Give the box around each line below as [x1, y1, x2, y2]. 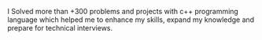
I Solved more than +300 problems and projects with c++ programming [7, 7, 239, 16]
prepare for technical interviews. [7, 24, 113, 32]
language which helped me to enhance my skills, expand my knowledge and [7, 15, 255, 24]
